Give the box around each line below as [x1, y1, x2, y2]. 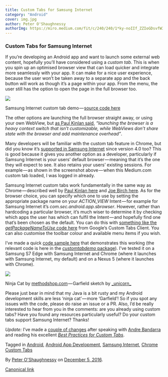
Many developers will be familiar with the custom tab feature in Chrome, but [5, 141, 161, 147]
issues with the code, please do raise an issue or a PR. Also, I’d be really [5, 301, 154, 307]
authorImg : [5, 26, 28, 31]
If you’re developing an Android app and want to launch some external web [5, 54, 160, 60]
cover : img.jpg [5, 17, 37, 22]
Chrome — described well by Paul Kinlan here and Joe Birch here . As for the [5, 188, 161, 194]
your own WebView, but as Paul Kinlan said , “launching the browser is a [5, 120, 153, 126]
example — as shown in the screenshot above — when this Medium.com [5, 167, 151, 173]
